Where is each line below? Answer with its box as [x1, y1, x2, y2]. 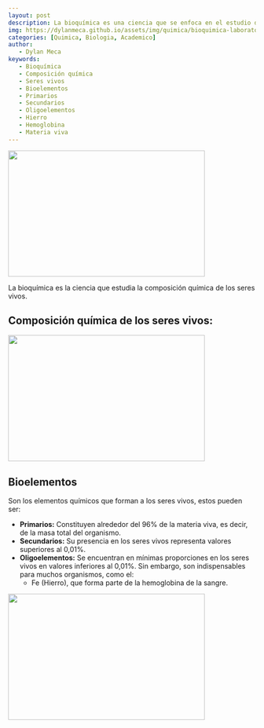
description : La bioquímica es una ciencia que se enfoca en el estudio [8, 19, 251, 27]
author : [8, 41, 34, 49]
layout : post [8, 11, 51, 20]
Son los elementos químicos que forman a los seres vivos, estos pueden [8, 496, 243, 506]
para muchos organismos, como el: [19, 570, 134, 580]
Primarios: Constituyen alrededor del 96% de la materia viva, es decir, [19, 520, 248, 529]
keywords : [8, 56, 41, 64]
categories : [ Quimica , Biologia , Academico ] [8, 33, 156, 42]
